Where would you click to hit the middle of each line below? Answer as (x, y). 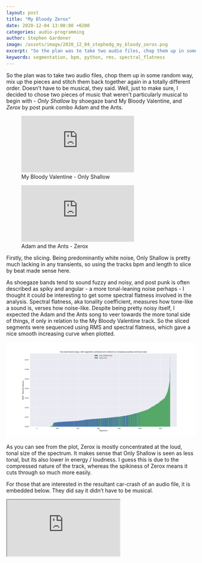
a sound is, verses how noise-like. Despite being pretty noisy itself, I (90, 308)
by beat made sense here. (38, 270)
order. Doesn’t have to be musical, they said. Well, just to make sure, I (92, 88)
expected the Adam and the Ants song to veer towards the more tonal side (98, 314)
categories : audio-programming (45, 32)
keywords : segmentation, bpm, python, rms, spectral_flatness (86, 57)
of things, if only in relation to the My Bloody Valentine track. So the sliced (98, 320)
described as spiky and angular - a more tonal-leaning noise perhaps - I (95, 288)
